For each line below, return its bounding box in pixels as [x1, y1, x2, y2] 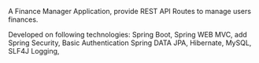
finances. [8, 15, 39, 24]
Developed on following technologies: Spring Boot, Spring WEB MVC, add [8, 30, 248, 39]
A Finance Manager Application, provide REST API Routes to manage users [8, 7, 252, 16]
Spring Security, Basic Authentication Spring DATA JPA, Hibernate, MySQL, [8, 38, 252, 47]
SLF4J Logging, [8, 47, 60, 55]
